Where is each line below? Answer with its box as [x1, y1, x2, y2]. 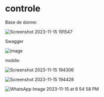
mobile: [5, 57, 21, 63]
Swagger [5, 38, 24, 44]
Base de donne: [5, 19, 37, 25]
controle [5, 3, 41, 14]
